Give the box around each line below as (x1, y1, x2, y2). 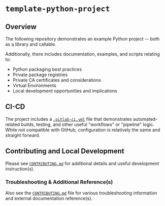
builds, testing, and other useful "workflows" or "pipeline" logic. (21, 121, 155, 127)
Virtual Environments (12, 83, 57, 88)
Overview (5, 22, 37, 31)
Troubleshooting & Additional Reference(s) (5, 178, 113, 185)
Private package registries (12, 72, 68, 78)
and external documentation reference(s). (5, 195, 93, 201)
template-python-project (5, 4, 110, 14)
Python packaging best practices (12, 66, 82, 72)
